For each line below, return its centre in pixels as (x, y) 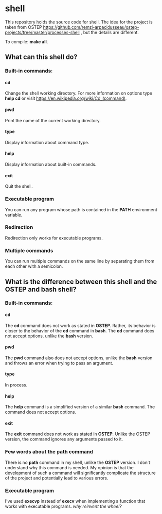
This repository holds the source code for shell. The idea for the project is (79, 22)
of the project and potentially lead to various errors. (57, 478)
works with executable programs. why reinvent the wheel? (63, 506)
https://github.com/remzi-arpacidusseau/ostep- (91, 27)
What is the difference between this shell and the (81, 282)
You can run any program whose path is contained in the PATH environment (81, 209)
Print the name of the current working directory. (53, 120)
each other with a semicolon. (34, 266)
